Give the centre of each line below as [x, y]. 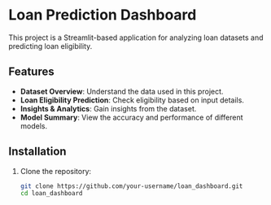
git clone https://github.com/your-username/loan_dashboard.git [131, 186]
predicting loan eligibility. [50, 46]
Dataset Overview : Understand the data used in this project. [122, 91]
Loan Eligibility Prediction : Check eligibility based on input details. [132, 100]
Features [31, 72]
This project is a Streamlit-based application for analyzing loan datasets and [136, 37]
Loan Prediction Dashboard [103, 15]
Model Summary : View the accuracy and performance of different [131, 117]
